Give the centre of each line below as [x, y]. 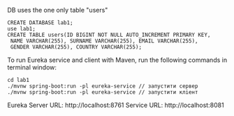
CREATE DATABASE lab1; [40, 23]
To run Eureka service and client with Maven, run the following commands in [117, 60]
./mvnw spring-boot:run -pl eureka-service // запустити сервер [103, 86]
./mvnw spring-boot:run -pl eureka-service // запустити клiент [103, 92]
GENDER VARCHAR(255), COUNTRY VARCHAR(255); [76, 47]
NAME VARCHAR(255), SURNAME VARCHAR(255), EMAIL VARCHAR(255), [104, 41]
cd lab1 [19, 80]
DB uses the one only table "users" [58, 10]
